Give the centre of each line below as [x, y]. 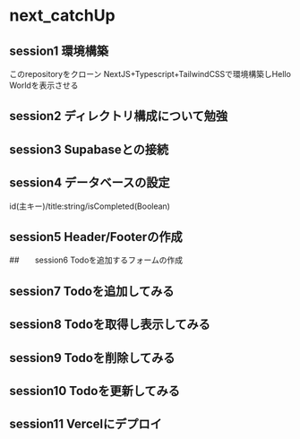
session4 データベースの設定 [90, 183]
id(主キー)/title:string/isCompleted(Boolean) [90, 206]
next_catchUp [62, 16]
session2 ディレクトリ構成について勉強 [119, 116]
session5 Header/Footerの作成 [96, 237]
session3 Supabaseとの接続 [89, 149]
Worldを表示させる [44, 85]
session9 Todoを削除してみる [92, 358]
